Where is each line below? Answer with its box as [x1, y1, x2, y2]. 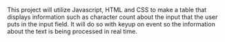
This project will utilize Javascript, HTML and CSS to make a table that [7, 6, 207, 14]
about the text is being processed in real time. [7, 27, 138, 35]
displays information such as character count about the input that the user [7, 13, 218, 21]
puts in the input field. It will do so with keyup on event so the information [7, 20, 215, 28]
